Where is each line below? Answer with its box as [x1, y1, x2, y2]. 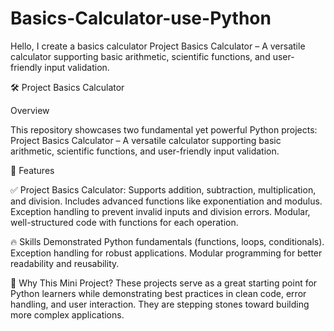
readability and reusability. [10, 257, 120, 269]
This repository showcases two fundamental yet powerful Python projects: [10, 123, 318, 136]
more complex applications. [10, 308, 125, 321]
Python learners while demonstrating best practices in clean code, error [10, 287, 307, 299]
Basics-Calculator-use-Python [10, 7, 272, 30]
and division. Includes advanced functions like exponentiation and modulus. [10, 195, 323, 207]
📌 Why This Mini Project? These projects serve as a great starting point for [10, 277, 318, 289]
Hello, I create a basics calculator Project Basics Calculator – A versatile [10, 40, 306, 52]
